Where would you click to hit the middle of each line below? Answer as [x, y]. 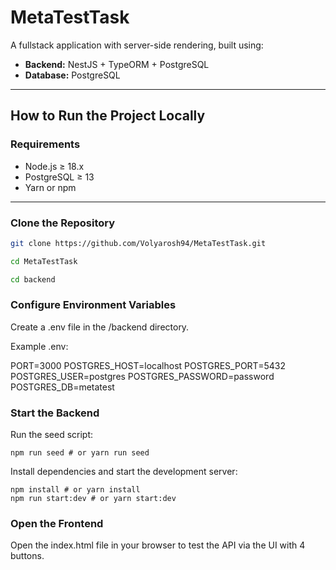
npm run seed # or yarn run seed [80, 453]
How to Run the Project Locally [108, 116]
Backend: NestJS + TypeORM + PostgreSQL [117, 64]
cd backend [33, 279]
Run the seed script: [52, 435]
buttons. [27, 556]
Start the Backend [55, 413]
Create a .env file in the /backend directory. [100, 327]
